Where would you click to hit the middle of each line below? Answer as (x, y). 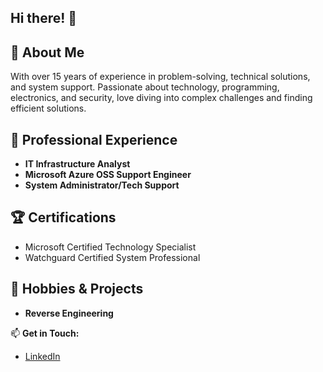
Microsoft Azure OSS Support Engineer (108, 175)
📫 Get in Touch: (45, 333)
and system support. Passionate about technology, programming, (145, 87)
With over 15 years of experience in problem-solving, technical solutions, (160, 77)
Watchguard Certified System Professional (112, 257)
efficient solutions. (48, 108)
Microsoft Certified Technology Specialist (110, 247)
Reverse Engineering (69, 313)
